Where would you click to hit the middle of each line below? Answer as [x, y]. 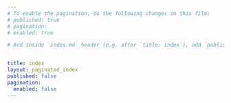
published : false [32, 76]
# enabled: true [30, 33]
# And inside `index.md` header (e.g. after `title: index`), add [104, 45]
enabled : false [35, 89]
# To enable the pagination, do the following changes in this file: [109, 13]
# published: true [33, 20]
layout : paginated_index [43, 70]
